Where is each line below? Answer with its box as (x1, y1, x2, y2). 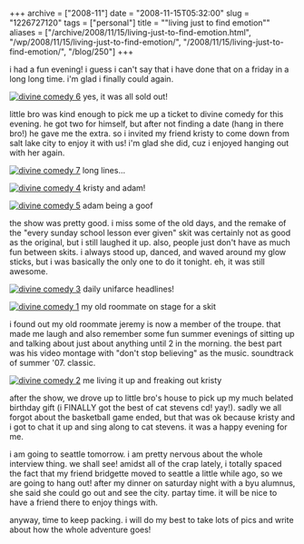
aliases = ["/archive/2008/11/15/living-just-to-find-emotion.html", (9, 27, 251, 37)
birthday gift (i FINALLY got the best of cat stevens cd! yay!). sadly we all (9, 402, 282, 412)
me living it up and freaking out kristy (83, 375, 222, 385)
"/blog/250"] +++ (67, 46, 134, 57)
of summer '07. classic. (9, 358, 96, 368)
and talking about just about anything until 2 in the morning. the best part (9, 338, 283, 349)
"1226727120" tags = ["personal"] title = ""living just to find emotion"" (9, 17, 270, 28)
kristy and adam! (83, 183, 146, 193)
